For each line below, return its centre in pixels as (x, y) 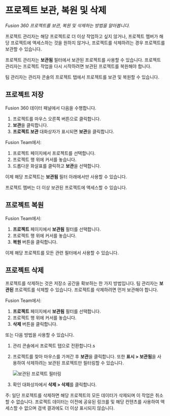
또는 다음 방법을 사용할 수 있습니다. (40, 335)
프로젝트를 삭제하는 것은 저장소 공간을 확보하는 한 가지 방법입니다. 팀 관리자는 (82, 284)
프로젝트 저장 (25, 95)
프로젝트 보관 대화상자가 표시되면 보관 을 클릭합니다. (63, 131)
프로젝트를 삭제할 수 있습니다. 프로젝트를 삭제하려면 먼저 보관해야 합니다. (86, 290)
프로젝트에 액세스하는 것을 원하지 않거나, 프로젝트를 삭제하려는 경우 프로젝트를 (88, 43)
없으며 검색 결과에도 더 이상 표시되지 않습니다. (70, 408)
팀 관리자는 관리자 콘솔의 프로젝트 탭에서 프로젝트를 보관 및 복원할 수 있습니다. (82, 77)
